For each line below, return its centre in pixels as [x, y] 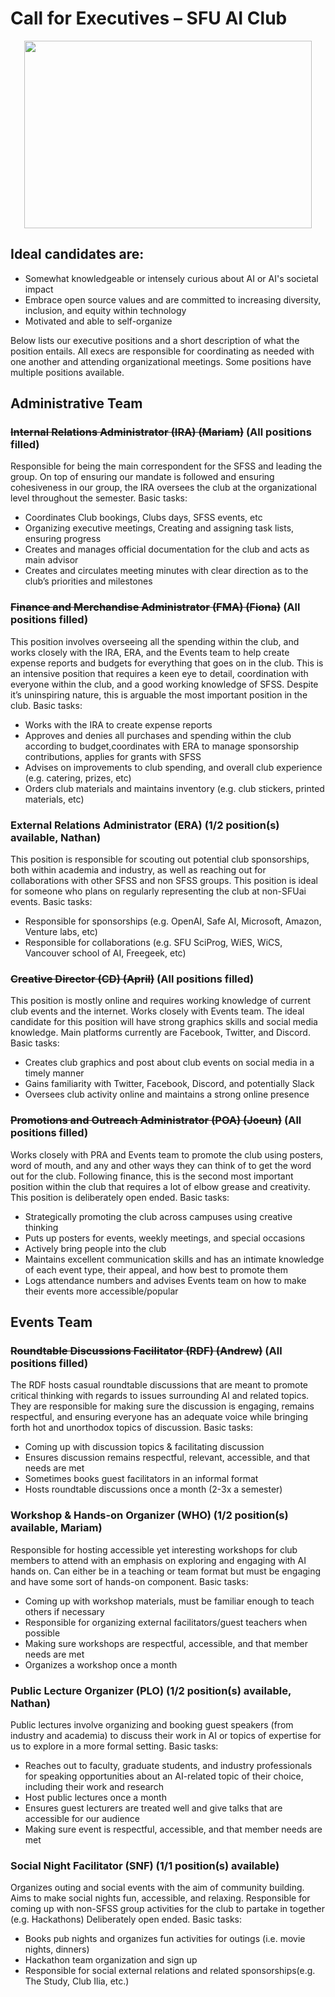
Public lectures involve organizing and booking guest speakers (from [152, 1724]
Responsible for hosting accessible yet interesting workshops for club [154, 1549]
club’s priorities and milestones [88, 581]
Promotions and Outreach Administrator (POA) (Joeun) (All [156, 1120]
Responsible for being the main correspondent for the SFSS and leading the [166, 466]
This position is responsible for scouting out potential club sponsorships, [160, 859]
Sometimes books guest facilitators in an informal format [141, 1479]
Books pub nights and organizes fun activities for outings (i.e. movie [165, 1939]
